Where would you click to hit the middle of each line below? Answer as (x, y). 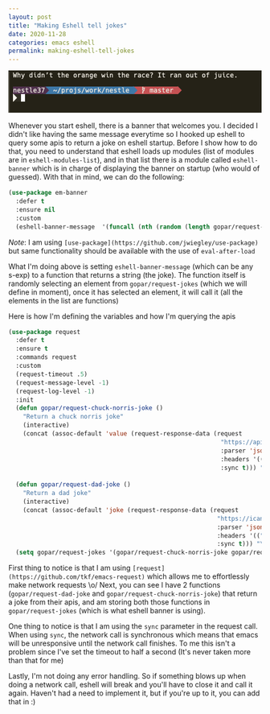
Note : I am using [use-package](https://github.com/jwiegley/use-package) (133, 242)
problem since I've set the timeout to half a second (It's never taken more (130, 652)
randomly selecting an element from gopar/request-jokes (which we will (128, 283)
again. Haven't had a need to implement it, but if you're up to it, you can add (134, 693)
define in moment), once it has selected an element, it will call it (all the (126, 292)
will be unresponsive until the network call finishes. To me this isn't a (122, 643)
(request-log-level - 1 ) (55, 391)
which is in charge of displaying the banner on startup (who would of (146, 168)
